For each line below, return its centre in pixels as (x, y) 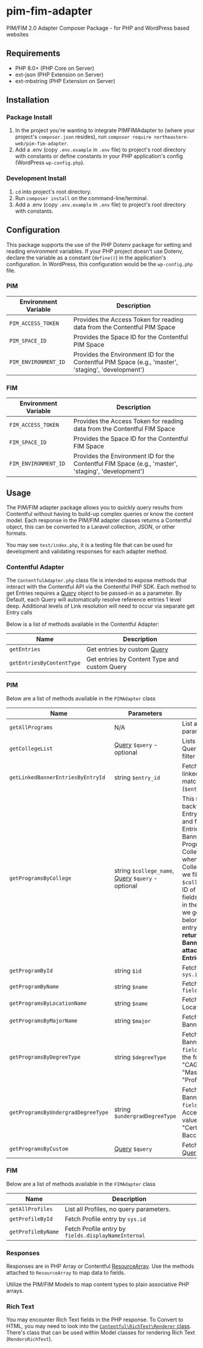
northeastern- (172, 138)
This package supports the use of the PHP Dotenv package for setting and (99, 244)
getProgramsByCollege (40, 878)
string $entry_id (137, 777)
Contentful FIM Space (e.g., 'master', (126, 464)
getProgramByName (34, 986)
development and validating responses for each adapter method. (87, 551)
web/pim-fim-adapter (41, 144)
